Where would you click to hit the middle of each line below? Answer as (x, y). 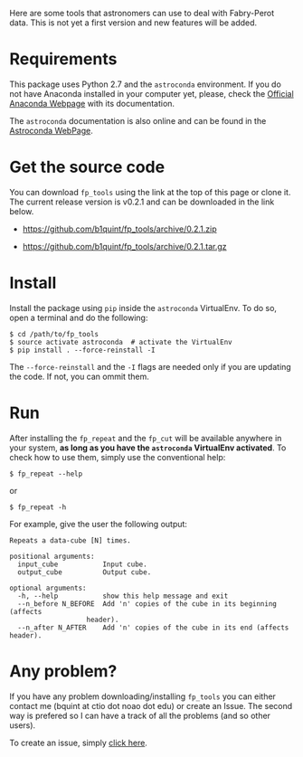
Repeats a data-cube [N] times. (70, 540)
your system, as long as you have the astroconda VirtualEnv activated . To (148, 448)
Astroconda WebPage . (51, 130)
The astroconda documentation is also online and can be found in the (138, 120)
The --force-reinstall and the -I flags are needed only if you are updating (150, 366)
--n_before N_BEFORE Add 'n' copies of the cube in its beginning (147, 604)
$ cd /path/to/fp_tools (54, 334)
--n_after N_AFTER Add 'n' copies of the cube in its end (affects (153, 628)
